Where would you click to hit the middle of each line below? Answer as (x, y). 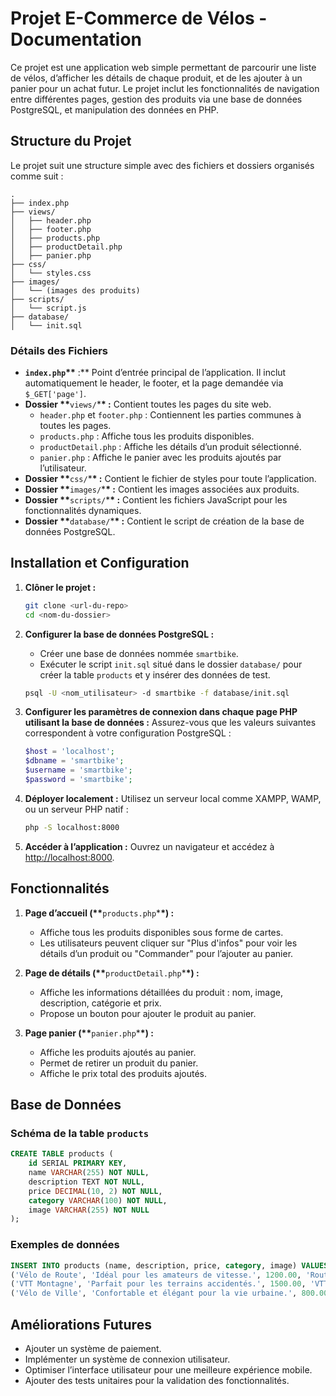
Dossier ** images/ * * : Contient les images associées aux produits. (162, 489)
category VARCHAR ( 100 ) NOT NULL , (98, 1200)
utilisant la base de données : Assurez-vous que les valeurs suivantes (170, 723)
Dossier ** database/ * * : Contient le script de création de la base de (164, 521)
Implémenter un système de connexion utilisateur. (127, 1359)
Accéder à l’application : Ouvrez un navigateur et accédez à (149, 846)
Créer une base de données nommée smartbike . (139, 653)
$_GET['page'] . (55, 394)
